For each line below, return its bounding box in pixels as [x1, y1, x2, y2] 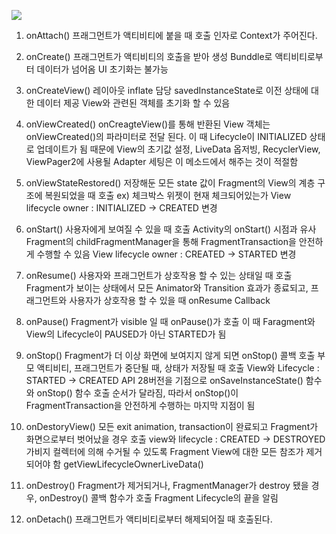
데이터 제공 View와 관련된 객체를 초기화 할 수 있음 [36, 97, 231, 109]
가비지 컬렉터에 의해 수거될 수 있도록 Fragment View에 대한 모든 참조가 [25, 446, 304, 457]
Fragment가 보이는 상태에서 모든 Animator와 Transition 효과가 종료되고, [25, 282, 309, 294]
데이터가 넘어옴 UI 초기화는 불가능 [36, 63, 169, 75]
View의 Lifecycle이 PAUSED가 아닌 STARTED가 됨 [25, 328, 227, 340]
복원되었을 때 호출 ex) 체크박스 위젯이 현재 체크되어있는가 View [44, 190, 292, 201]
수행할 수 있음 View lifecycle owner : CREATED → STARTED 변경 [36, 248, 297, 260]
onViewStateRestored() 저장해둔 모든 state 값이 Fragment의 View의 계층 [25, 177, 316, 189]
